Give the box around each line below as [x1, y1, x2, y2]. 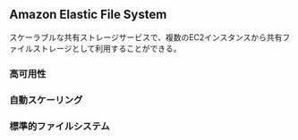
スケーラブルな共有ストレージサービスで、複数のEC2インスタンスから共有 [9, 31, 283, 43]
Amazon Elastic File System [9, 7, 167, 22]
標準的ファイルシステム [9, 119, 110, 132]
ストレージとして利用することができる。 [32, 43, 182, 54]
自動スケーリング [9, 94, 83, 106]
